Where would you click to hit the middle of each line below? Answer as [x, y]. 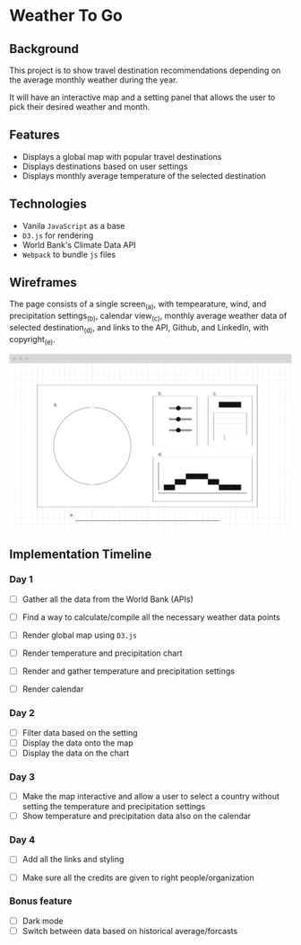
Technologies [48, 204]
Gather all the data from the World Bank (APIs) [108, 599]
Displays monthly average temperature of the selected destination [144, 175]
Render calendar [53, 689]
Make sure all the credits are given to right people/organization [138, 878]
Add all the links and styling [73, 860]
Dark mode [43, 921]
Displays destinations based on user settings [105, 166]
